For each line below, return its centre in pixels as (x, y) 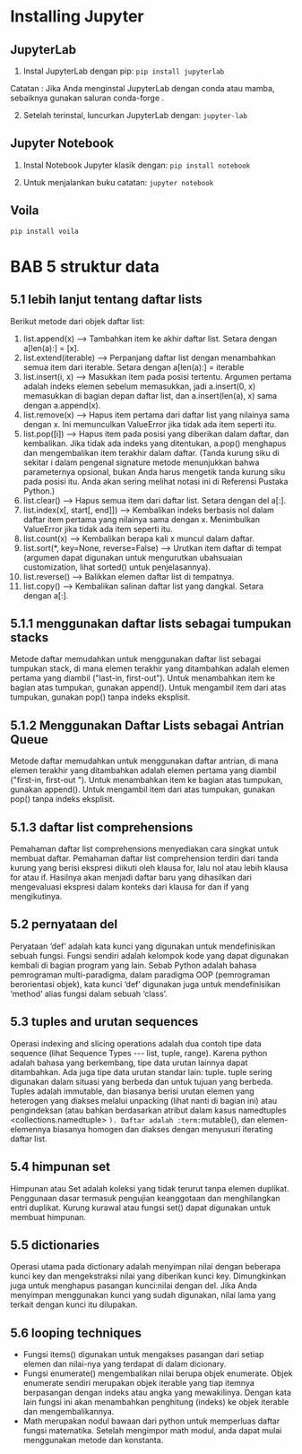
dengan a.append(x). (62, 405)
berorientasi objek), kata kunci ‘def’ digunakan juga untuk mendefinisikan (146, 984)
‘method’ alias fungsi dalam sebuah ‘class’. (89, 994)
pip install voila (44, 231)
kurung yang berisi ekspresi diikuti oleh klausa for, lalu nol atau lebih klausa (149, 868)
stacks (30, 638)
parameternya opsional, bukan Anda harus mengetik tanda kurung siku (154, 471)
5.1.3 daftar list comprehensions (102, 827)
